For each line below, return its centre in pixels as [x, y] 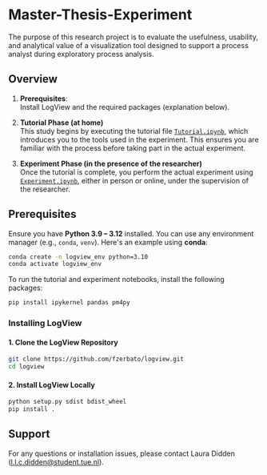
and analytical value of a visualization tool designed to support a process [129, 45]
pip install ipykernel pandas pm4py [69, 303]
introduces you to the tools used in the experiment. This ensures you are [139, 139]
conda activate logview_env [55, 264]
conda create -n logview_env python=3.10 [78, 257]
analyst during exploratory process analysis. [81, 54]
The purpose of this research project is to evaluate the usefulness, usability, [133, 37]
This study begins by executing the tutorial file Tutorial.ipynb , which [134, 131]
